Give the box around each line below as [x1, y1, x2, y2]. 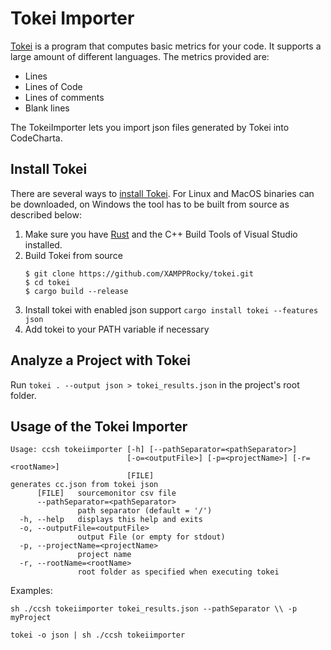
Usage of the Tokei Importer [10, 418, 188, 435]
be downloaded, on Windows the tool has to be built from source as [10, 198, 290, 210]
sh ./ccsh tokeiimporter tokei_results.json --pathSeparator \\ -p [10, 604, 298, 614]
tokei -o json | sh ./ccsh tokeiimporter [10, 630, 186, 641]
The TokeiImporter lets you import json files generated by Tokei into [10, 121, 290, 133]
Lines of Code [24, 80, 83, 92]
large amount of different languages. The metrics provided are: [10, 50, 270, 62]
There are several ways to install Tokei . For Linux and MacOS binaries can [10, 187, 315, 199]
